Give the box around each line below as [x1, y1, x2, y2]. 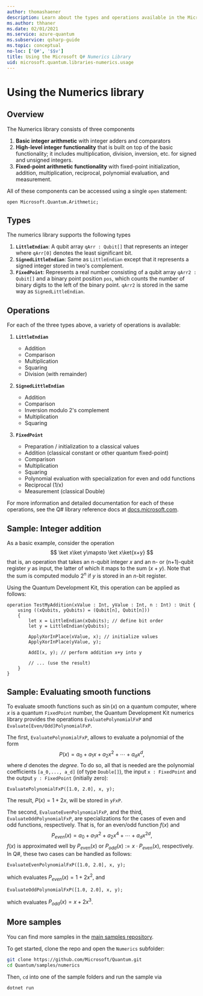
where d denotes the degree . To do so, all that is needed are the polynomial [7, 761, 195, 768]
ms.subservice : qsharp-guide [7, 37, 80, 43]
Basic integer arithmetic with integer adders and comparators [15, 137, 171, 144]
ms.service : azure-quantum [7, 31, 75, 37]
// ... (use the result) [28, 660, 91, 666]
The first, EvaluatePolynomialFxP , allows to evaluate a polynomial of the [7, 734, 184, 741]
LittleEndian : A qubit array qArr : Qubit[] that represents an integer [15, 243, 189, 251]
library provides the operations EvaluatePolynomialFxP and [7, 716, 152, 723]
